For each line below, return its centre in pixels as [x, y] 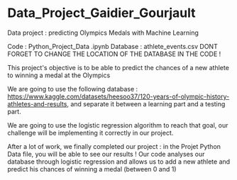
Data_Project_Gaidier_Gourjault [102, 13]
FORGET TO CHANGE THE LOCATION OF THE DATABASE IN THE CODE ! [114, 54]
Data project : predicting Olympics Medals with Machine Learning [103, 33]
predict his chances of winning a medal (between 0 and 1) [92, 169]
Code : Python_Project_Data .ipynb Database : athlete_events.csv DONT [112, 46]
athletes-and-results [37, 103]
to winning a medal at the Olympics [59, 75]
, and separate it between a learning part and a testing [146, 103]
